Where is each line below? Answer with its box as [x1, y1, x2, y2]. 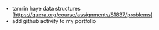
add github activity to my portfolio [11, 18, 96, 24]
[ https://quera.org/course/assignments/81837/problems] [11, 11, 153, 18]
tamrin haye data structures [11, 5, 81, 12]
